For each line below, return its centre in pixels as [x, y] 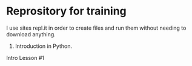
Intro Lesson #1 [25, 58]
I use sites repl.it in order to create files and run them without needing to [96, 28]
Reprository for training [67, 11]
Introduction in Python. [44, 46]
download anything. [31, 34]
